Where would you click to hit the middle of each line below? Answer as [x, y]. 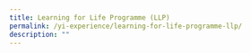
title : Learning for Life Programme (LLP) [90, 18]
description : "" [39, 34]
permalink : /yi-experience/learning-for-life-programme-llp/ [126, 26]
